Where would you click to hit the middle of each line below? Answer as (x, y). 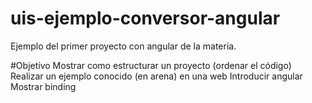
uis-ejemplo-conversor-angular (145, 18)
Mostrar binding (43, 86)
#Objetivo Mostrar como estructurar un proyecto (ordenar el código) (151, 65)
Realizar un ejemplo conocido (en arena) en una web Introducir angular (156, 76)
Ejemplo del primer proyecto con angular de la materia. (123, 46)
